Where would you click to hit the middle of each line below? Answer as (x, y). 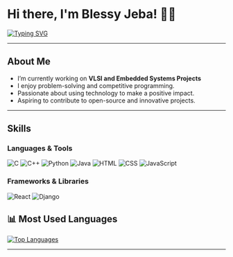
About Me (29, 62)
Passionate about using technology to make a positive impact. (106, 93)
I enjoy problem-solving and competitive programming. (96, 85)
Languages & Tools (40, 148)
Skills (19, 128)
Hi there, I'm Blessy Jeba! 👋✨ (92, 14)
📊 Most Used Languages (62, 219)
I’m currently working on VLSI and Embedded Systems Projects (109, 78)
